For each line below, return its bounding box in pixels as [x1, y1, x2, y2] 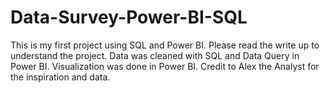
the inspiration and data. [10, 71, 111, 83]
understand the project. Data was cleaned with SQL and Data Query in [10, 49, 300, 61]
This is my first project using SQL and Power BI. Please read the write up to [10, 39, 320, 51]
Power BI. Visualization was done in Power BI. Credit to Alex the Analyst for [10, 60, 320, 72]
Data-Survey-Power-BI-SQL [10, 6, 248, 29]
